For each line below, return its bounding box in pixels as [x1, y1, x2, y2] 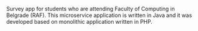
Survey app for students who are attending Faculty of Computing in [6, 5, 175, 12]
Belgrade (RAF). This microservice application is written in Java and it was [6, 12, 193, 19]
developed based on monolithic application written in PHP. [6, 18, 153, 25]
